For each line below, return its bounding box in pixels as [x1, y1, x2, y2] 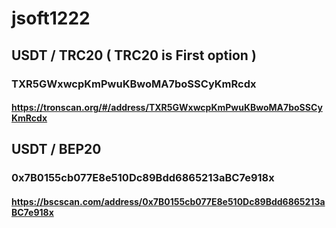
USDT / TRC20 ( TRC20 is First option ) [11, 47, 257, 64]
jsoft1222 [11, 7, 91, 30]
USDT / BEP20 [11, 141, 102, 158]
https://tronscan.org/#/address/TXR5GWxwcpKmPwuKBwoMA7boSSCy [11, 102, 323, 114]
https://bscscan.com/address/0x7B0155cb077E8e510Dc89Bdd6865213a [11, 196, 326, 207]
